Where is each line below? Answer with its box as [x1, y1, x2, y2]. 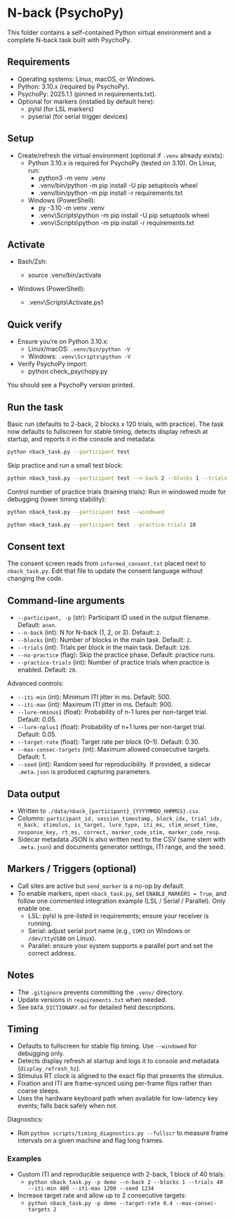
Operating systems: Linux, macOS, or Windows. [17, 75, 156, 83]
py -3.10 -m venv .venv [38, 203, 105, 212]
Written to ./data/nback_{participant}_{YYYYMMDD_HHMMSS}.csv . [17, 807, 201, 815]
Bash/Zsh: [17, 257, 48, 266]
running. [27, 919, 53, 927]
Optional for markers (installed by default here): [17, 97, 155, 105]
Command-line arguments [7, 594, 125, 606]
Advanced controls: [7, 679, 65, 688]
